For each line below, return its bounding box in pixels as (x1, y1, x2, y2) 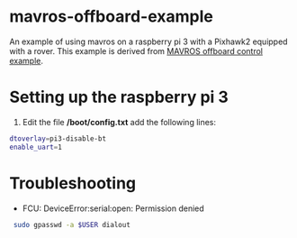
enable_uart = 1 (9, 142, 63, 151)
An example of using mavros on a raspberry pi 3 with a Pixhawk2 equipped (9, 36, 288, 47)
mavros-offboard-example (9, 6, 213, 27)
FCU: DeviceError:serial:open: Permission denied (22, 203, 204, 214)
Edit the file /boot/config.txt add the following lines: (22, 116, 217, 127)
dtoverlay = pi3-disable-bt (9, 133, 106, 143)
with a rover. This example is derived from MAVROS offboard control (9, 45, 264, 56)
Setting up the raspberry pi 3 (9, 87, 229, 107)
